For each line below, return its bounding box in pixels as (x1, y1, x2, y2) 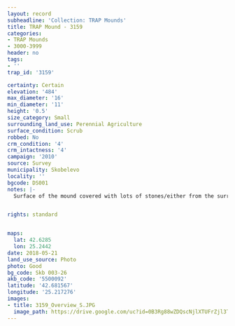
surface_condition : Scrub (7, 127, 83, 134)
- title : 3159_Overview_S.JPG (7, 301, 96, 308)
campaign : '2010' (7, 154, 58, 161)
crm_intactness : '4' (7, 147, 68, 154)
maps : (7, 230, 23, 237)
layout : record (7, 10, 52, 18)
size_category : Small (7, 114, 71, 121)
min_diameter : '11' (7, 101, 64, 109)
